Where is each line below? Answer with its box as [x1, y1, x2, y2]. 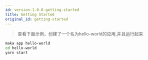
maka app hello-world [5, 41, 50, 46]
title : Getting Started [5, 12, 55, 17]
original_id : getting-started [5, 16, 68, 21]
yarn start [5, 50, 28, 55]
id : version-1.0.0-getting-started [5, 7, 79, 12]
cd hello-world [5, 45, 37, 50]
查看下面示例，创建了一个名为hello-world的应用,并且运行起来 [17, 31, 143, 37]
